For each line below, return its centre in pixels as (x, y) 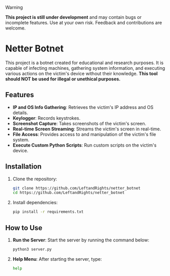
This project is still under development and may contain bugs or (73, 17)
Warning (14, 7)
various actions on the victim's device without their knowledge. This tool (81, 73)
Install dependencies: (35, 203)
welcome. (16, 28)
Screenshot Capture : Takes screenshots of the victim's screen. (79, 123)
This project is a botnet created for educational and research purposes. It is (84, 63)
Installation (23, 167)
